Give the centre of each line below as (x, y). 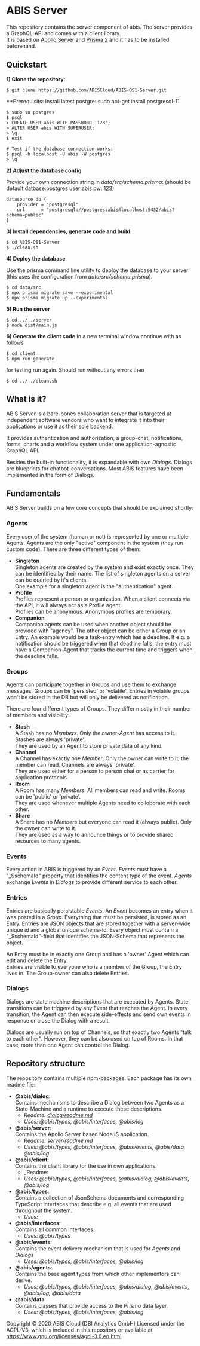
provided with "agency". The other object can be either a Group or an (100, 631)
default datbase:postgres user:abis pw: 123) (60, 188)
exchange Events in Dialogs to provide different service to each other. (92, 882)
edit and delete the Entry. (37, 960)
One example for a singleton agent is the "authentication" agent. (94, 586)
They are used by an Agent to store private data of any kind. (89, 745)
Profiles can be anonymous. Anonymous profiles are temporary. (93, 611)
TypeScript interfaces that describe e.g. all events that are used (93, 1204)
